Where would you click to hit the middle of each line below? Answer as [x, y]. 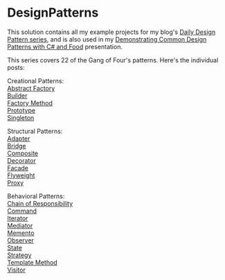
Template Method [32, 262]
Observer [21, 240]
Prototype [21, 110]
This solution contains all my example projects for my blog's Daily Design [111, 32]
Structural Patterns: [35, 131]
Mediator [20, 225]
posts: [16, 67]
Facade [18, 168]
